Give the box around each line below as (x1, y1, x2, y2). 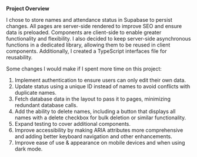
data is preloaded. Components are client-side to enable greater (6, 29, 162, 36)
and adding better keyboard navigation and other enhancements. (14, 133, 172, 140)
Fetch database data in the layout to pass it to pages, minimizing (14, 95, 171, 102)
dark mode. (14, 145, 43, 152)
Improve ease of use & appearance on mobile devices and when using (14, 139, 185, 146)
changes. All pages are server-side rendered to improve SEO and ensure (6, 23, 182, 29)
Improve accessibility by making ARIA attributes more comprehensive (14, 126, 183, 133)
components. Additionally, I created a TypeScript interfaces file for (6, 48, 167, 55)
